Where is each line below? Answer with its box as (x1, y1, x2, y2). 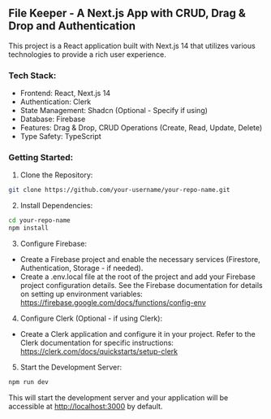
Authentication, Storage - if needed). (19, 264, 144, 273)
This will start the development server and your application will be (8, 392, 229, 402)
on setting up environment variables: (19, 289, 144, 299)
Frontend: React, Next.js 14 (19, 89, 111, 98)
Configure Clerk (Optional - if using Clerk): (19, 313, 163, 324)
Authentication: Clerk (19, 97, 92, 107)
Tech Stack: (8, 69, 57, 81)
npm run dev (8, 378, 49, 386)
